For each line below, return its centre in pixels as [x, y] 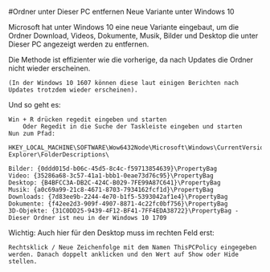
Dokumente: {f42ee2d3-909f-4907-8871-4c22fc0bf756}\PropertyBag [118, 204]
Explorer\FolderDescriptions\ [59, 155]
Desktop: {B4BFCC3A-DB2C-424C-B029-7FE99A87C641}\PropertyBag [115, 183]
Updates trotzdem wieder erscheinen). [73, 90]
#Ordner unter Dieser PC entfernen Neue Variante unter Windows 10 [121, 12]
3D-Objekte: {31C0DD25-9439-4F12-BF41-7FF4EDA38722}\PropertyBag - [124, 211]
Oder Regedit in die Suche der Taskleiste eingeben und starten [133, 127]
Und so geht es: [35, 105]
